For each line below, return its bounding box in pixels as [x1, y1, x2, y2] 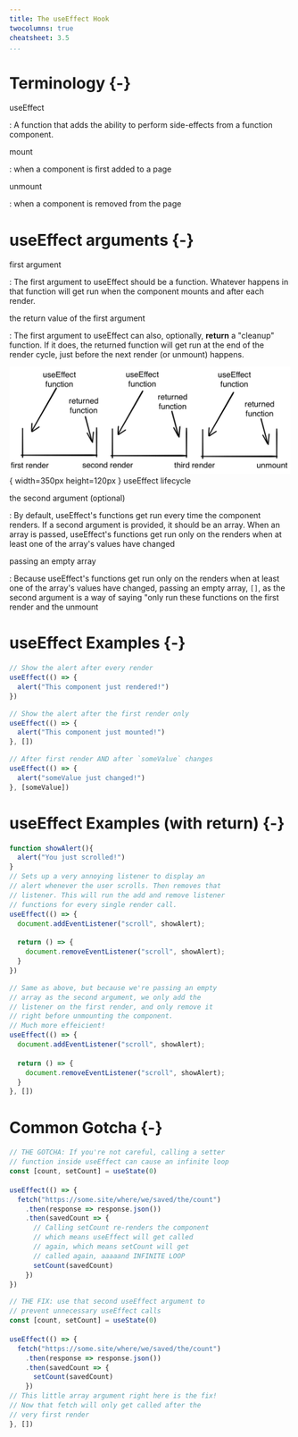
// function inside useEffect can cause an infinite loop [9, 1157, 229, 1166]
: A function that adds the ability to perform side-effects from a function [9, 120, 273, 130]
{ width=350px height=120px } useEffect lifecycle [9, 475, 192, 486]
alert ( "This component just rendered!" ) [17, 682, 170, 692]
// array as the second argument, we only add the [9, 993, 202, 1002]
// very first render [9, 1410, 90, 1419]
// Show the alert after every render [9, 664, 153, 673]
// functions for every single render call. [9, 900, 178, 909]
